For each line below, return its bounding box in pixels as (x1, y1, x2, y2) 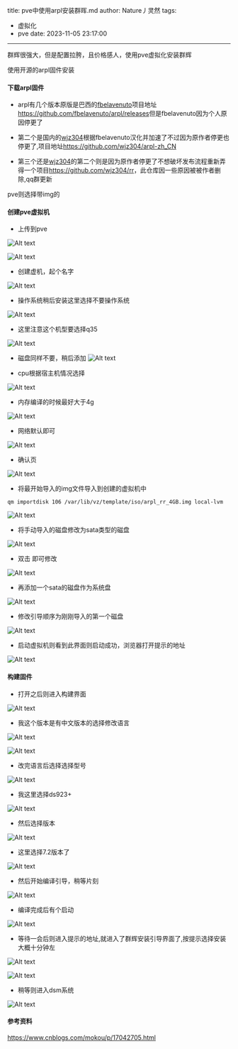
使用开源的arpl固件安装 (7, 66, 75, 74)
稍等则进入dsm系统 (17, 986, 74, 994)
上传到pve (17, 224, 47, 233)
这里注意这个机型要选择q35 (17, 325, 98, 334)
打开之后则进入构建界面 (17, 690, 86, 698)
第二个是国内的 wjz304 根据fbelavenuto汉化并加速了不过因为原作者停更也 (17, 134, 230, 142)
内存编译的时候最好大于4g (17, 398, 94, 406)
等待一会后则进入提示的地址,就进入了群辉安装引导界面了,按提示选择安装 (17, 934, 227, 942)
